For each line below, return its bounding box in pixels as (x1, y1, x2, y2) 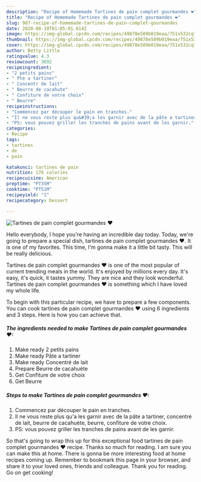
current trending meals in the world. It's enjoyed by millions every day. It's (6, 267, 188, 275)
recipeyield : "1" (6, 192, 50, 198)
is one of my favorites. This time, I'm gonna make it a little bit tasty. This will (6, 243, 193, 251)
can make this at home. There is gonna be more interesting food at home (6, 450, 186, 457)
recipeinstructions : (6, 103, 58, 109)
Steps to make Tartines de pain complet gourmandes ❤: (6, 392, 150, 399)
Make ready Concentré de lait (14, 359, 89, 366)
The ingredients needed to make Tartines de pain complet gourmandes (6, 325, 187, 332)
